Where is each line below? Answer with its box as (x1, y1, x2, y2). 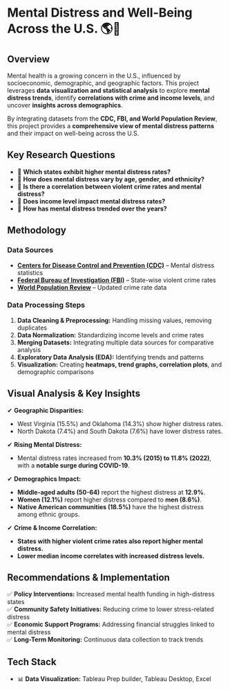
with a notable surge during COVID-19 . (17, 461, 130, 469)
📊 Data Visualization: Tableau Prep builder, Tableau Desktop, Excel (17, 675, 212, 683)
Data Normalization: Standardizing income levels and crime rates (17, 330, 204, 339)
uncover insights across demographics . (7, 101, 123, 109)
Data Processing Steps (7, 300, 85, 310)
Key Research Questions (7, 149, 115, 161)
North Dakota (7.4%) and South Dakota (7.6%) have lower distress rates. (17, 427, 223, 435)
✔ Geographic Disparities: (7, 406, 84, 414)
